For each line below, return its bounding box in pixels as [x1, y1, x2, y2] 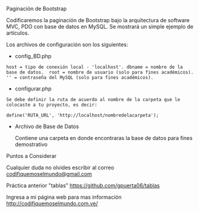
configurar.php [14, 85, 52, 92]
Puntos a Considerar [6, 153, 57, 159]
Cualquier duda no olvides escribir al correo [6, 164, 115, 171]
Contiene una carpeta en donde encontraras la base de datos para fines [14, 135, 193, 141]
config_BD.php [14, 53, 52, 59]
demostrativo [14, 141, 48, 148]
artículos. [6, 29, 29, 36]
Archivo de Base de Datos [14, 123, 79, 130]
